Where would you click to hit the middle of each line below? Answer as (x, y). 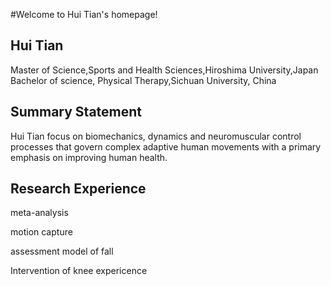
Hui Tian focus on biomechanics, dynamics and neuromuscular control (156, 136)
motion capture (41, 232)
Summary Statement (76, 112)
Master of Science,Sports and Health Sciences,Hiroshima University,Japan (164, 70)
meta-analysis (39, 213)
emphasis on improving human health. (89, 157)
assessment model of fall (62, 251)
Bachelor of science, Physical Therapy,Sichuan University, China (143, 80)
